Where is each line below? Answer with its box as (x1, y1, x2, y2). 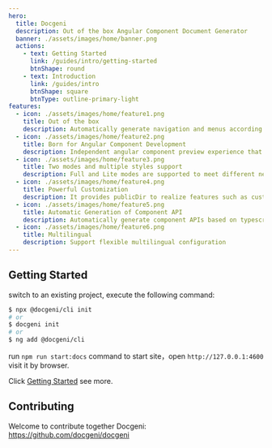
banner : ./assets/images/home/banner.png (15, 34, 158, 43)
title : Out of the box (23, 118, 100, 126)
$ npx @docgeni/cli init (8, 305, 92, 313)
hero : (8, 11, 27, 20)
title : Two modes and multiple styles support (23, 163, 183, 171)
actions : (15, 42, 45, 50)
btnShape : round (29, 65, 85, 73)
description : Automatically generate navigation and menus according (23, 125, 263, 133)
